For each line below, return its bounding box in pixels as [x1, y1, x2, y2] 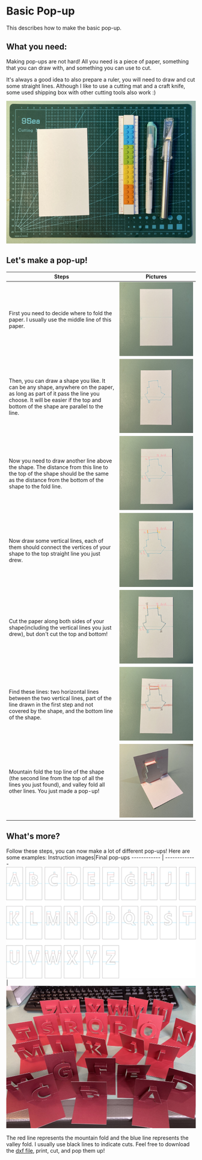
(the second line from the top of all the [8, 774, 104, 781]
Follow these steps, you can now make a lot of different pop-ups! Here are [6, 847, 191, 854]
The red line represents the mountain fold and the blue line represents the [6, 1134, 189, 1142]
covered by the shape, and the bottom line [8, 707, 113, 714]
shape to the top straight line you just [8, 550, 100, 557]
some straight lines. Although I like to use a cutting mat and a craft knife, [6, 82, 185, 89]
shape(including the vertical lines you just [8, 624, 112, 631]
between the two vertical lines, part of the [8, 694, 112, 702]
